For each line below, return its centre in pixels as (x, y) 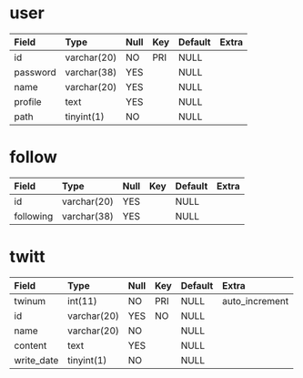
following (34, 216)
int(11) (82, 301)
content (30, 345)
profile (28, 101)
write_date (36, 360)
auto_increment (255, 301)
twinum (30, 301)
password (35, 72)
